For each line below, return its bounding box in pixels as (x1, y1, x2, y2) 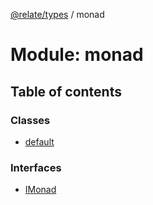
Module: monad (10, 44, 144, 66)
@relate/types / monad (10, 9, 105, 20)
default (24, 135, 55, 148)
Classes (10, 113, 51, 127)
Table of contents (10, 83, 122, 100)
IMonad (24, 184, 57, 196)
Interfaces (10, 160, 62, 174)
